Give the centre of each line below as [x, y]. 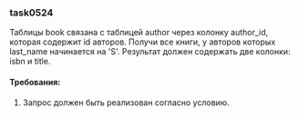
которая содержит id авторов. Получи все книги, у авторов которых [143, 42]
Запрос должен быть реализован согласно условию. [126, 102]
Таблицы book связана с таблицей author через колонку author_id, [139, 33]
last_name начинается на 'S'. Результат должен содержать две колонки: [150, 52]
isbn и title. [30, 62]
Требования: [35, 82]
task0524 [31, 13]
